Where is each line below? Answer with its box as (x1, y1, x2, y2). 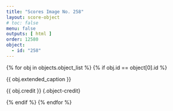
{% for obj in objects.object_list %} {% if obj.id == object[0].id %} (6, 64, 168, 71)
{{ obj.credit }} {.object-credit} (6, 87, 81, 94)
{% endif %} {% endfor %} (6, 98, 72, 106)
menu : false (6, 25, 36, 32)
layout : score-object (6, 14, 60, 20)
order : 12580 (6, 36, 39, 42)
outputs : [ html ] (6, 31, 52, 37)
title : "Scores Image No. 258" (6, 8, 84, 15)
